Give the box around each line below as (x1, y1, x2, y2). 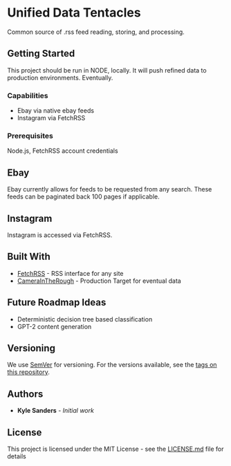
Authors (7, 388, 44, 400)
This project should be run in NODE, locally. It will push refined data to (7, 66, 207, 74)
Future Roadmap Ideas (7, 297, 107, 308)
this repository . (7, 368, 50, 376)
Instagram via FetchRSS (17, 114, 86, 122)
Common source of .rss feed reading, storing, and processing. (7, 28, 185, 36)
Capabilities (7, 91, 48, 100)
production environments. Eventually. (7, 73, 113, 82)
